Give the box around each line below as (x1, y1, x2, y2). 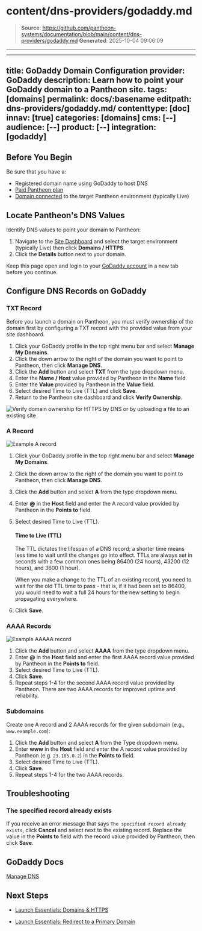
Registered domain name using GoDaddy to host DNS (14, 180, 148, 187)
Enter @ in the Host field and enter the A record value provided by (14, 500, 180, 507)
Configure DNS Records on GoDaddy (6, 286, 147, 296)
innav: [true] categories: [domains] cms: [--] (6, 113, 176, 123)
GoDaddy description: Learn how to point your (6, 75, 183, 86)
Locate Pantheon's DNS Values (6, 210, 125, 221)
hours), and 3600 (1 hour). (14, 565, 81, 572)
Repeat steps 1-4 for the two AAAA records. (14, 771, 124, 778)
